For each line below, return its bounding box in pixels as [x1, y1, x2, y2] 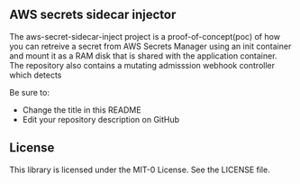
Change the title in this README [22, 104, 141, 115]
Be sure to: [9, 87, 50, 97]
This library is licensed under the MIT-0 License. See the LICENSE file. [9, 164, 270, 175]
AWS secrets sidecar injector [9, 7, 177, 23]
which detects [9, 69, 62, 80]
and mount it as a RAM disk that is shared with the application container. [9, 50, 277, 61]
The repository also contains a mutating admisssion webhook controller [9, 60, 276, 70]
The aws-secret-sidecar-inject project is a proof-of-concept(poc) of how [9, 31, 281, 41]
